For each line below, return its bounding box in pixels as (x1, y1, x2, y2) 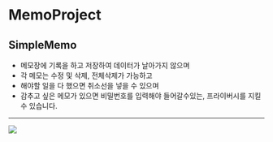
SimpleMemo (8, 38, 77, 52)
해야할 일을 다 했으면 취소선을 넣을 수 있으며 (19, 81, 160, 90)
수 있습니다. (19, 101, 58, 110)
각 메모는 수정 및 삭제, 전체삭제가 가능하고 (19, 71, 153, 80)
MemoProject (8, 6, 102, 24)
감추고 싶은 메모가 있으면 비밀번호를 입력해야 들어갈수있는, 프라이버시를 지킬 (19, 91, 262, 101)
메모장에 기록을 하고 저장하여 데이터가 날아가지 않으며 (19, 61, 190, 70)
